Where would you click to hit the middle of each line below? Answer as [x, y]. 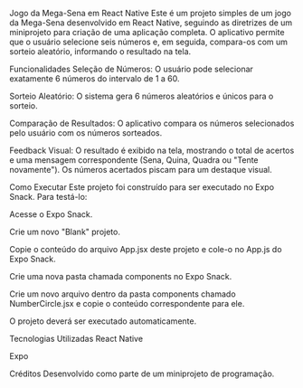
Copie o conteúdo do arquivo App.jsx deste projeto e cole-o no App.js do [146, 249]
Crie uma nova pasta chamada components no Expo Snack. [121, 276]
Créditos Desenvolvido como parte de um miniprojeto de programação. [142, 374]
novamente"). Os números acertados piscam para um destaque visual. [141, 170]
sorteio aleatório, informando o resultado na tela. [100, 52]
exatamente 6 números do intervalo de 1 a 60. [95, 79]
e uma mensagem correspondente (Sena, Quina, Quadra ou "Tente [134, 160]
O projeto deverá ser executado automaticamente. [103, 321]
